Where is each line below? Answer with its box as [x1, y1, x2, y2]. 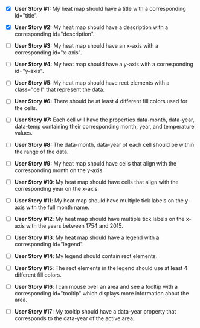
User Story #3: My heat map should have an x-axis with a [14, 42, 158, 50]
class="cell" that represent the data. [14, 86, 105, 93]
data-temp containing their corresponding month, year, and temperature [14, 123, 195, 130]
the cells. [14, 105, 37, 112]
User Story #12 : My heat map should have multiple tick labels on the [14, 215, 185, 222]
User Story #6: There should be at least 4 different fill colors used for [14, 98, 188, 105]
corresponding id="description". [14, 30, 95, 38]
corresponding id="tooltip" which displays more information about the [14, 290, 189, 297]
